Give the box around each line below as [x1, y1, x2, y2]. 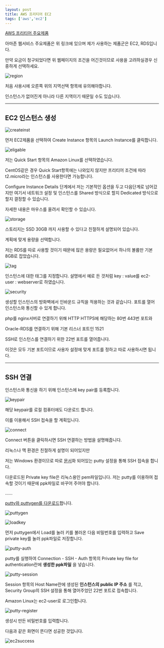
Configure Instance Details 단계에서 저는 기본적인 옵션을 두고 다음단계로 [5, 184, 144, 190]
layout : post [5, 7, 32, 12]
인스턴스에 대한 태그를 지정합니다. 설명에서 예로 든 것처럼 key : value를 [5, 273, 140, 279]
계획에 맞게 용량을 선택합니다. [5, 237, 61, 242]
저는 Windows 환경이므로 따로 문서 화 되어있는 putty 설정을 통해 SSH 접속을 [5, 458, 150, 463]
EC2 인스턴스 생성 [5, 113, 57, 122]
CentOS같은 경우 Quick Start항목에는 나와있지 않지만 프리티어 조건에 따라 [5, 167, 146, 173]
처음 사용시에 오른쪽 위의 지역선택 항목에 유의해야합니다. [5, 83, 112, 89]
